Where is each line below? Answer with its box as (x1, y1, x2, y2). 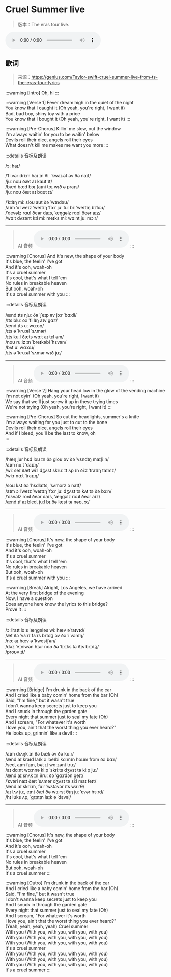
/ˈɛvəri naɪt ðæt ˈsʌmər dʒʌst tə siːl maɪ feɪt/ (5, 778, 97, 784)
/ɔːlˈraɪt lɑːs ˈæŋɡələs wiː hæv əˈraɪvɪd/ (5, 627, 85, 633)
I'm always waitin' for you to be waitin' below (5, 131, 100, 137)
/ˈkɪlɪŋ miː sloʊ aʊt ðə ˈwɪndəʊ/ (5, 198, 69, 205)
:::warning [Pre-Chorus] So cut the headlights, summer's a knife (5, 413, 139, 420)
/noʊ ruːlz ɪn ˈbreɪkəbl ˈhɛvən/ (5, 339, 67, 345)
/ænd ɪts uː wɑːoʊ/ (5, 322, 44, 328)
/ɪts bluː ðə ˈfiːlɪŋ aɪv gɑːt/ (5, 317, 58, 323)
